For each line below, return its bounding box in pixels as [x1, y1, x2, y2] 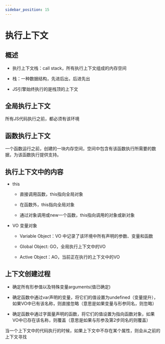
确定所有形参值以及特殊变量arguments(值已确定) [12, 284, 111, 290]
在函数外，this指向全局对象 [19, 202, 75, 207]
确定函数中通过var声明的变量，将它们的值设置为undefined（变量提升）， [12, 294, 159, 300]
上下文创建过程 [5, 270, 51, 278]
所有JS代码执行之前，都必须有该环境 [5, 116, 80, 122]
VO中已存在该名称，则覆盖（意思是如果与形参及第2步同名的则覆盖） [12, 317, 151, 323]
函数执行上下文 [5, 132, 51, 140]
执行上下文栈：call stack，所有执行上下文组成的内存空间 [12, 65, 127, 71]
